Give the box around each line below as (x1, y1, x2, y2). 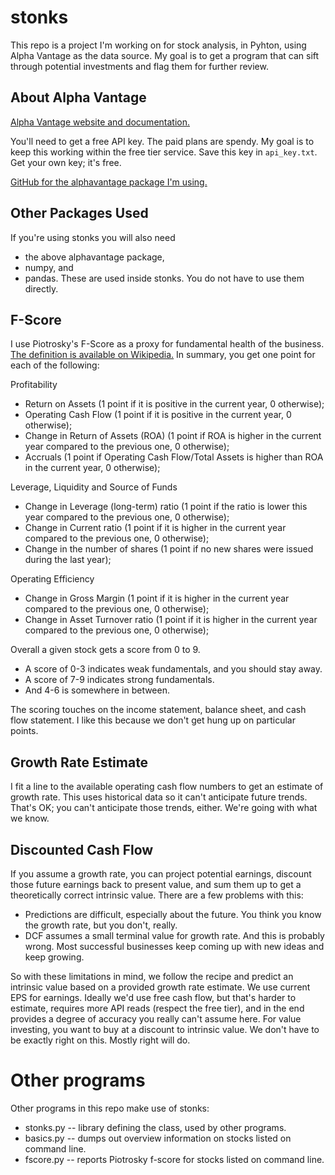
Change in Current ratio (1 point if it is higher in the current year (24, 522, 287, 534)
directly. (24, 282, 59, 295)
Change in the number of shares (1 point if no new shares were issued (24, 543, 314, 555)
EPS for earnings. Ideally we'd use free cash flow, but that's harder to (10, 992, 297, 1003)
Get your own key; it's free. (10, 156, 122, 168)
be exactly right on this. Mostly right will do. (10, 1034, 191, 1046)
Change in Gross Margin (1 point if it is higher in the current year (24, 592, 290, 605)
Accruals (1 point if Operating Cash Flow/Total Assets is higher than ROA (24, 451, 324, 463)
